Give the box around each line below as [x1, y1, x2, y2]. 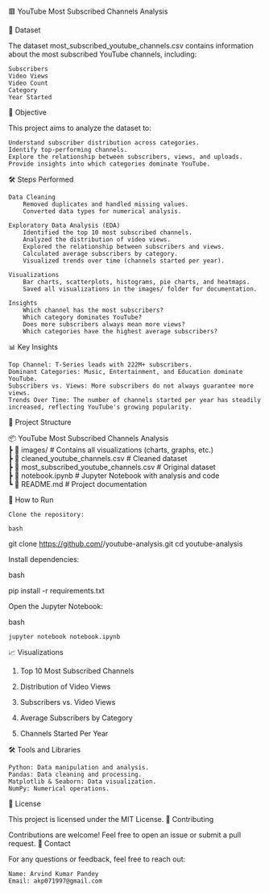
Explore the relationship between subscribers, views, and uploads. [8, 153, 243, 161]
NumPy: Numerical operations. [8, 785, 110, 793]
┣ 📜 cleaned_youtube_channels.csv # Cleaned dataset [8, 454, 188, 463]
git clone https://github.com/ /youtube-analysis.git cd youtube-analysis [8, 539, 243, 548]
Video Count [8, 79, 48, 87]
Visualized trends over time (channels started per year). [23, 257, 226, 265]
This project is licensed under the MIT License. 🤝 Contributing [8, 815, 214, 824]
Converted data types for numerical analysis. [23, 208, 182, 216]
